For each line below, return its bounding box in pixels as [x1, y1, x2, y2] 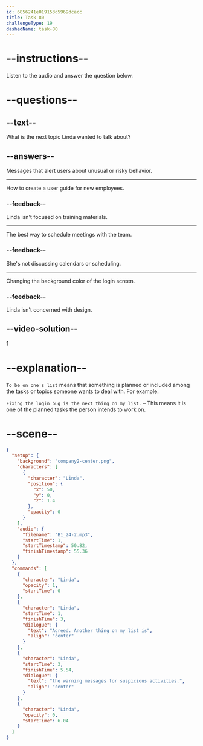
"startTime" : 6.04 [22, 717, 69, 724]
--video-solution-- [6, 324, 78, 334]
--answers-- [6, 151, 54, 161]
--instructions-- [6, 52, 89, 66]
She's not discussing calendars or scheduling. [6, 260, 121, 267]
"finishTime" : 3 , [22, 616, 66, 622]
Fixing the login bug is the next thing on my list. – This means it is [6, 399, 186, 406]
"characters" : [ [17, 464, 59, 470]
